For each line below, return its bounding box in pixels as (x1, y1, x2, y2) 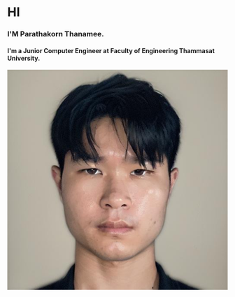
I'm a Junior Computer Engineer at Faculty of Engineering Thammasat (7, 46, 215, 55)
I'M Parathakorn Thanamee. (7, 29, 104, 39)
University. (7, 54, 41, 62)
